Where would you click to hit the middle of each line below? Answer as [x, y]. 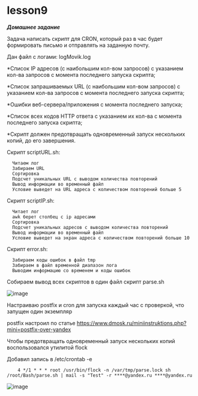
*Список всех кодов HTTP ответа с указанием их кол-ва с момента [94, 116]
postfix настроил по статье [41, 323]
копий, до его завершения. [41, 140]
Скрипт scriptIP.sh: [31, 200]
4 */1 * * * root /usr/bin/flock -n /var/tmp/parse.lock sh [94, 370]
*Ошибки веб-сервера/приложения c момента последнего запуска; [95, 104]
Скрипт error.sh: [27, 249]
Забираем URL [28, 168]
